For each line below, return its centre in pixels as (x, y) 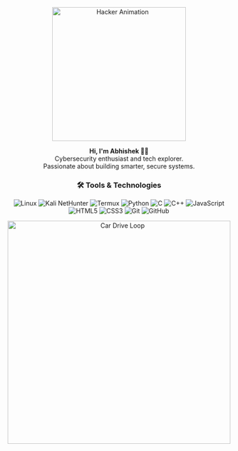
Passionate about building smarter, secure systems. (119, 166)
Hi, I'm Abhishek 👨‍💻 (119, 151)
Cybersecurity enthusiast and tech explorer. (119, 158)
